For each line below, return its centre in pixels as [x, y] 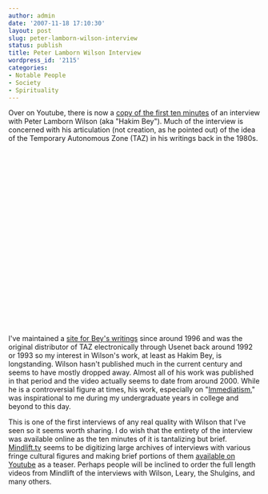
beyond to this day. [40, 407]
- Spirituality [34, 90]
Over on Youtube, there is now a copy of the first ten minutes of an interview [134, 113]
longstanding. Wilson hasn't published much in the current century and [125, 364]
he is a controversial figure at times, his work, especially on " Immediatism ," [132, 390]
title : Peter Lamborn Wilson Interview [75, 53]
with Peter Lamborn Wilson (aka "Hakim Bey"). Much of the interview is [126, 122]
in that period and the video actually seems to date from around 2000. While [134, 381]
